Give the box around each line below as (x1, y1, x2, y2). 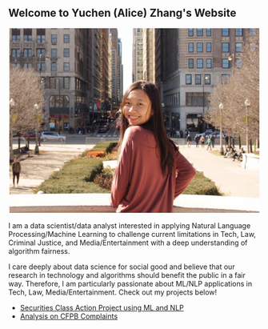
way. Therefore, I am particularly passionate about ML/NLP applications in (8, 279, 253, 289)
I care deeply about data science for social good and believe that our (8, 262, 235, 271)
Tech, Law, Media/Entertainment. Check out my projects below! (8, 287, 218, 297)
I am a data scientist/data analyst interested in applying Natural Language (8, 221, 251, 231)
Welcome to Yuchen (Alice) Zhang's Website (8, 6, 237, 20)
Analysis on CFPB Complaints (19, 311, 118, 321)
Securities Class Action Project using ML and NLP (19, 303, 184, 313)
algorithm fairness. (8, 247, 70, 256)
